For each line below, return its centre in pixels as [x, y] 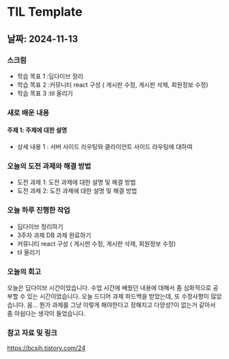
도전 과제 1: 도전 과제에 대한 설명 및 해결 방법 [76, 183]
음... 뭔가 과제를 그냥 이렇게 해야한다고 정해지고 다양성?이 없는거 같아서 [121, 304]
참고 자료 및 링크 [32, 332]
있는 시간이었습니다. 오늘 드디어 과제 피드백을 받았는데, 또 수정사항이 [118, 296]
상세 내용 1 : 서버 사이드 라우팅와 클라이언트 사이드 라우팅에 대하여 [105, 147]
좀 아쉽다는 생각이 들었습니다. [46, 313]
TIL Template [45, 12]
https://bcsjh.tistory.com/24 [46, 348]
